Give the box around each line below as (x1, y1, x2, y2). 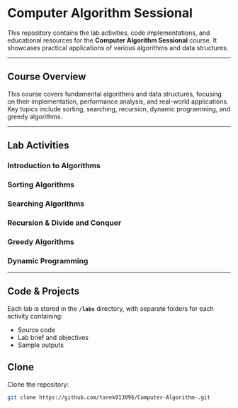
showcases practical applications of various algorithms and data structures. (7, 43, 229, 52)
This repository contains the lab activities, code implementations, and (7, 28, 210, 37)
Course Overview (7, 71, 86, 83)
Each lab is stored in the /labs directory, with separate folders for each (7, 304, 215, 313)
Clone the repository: (7, 380, 69, 388)
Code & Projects (7, 285, 80, 297)
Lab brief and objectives (17, 333, 89, 341)
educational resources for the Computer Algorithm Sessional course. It (7, 35, 217, 44)
